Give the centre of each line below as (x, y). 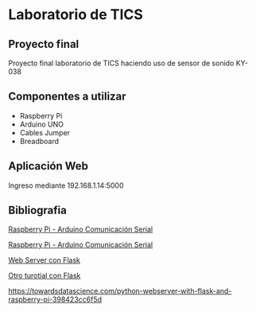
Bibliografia (38, 211)
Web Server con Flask (45, 260)
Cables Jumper (45, 132)
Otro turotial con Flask (45, 275)
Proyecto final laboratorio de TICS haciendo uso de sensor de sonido (121, 63)
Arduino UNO (42, 124)
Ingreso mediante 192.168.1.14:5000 (66, 185)
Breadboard (39, 141)
